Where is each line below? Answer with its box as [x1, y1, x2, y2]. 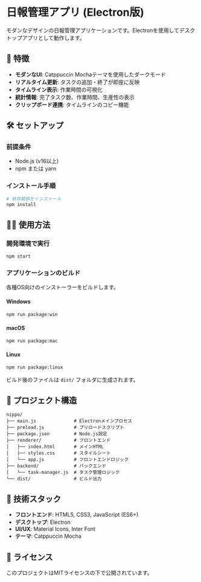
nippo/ [6, 412, 23, 418]
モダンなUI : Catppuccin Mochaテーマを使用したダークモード [14, 71, 166, 78]
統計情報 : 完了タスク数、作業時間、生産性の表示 [14, 93, 135, 100]
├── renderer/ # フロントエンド [6, 438, 111, 444]
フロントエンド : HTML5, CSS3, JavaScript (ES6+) [14, 511, 139, 519]
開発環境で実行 [6, 239, 50, 248]
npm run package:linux [6, 364, 63, 370]
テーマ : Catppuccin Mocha [14, 532, 81, 540]
